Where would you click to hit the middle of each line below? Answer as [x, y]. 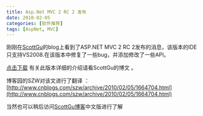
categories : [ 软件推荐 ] [34, 23]
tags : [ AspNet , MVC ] [33, 29]
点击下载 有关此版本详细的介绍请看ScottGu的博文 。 [72, 68]
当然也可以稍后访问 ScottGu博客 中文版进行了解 [65, 107]
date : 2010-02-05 [28, 18]
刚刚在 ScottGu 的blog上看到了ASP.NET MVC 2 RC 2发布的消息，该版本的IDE [101, 47]
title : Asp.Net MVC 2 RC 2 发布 [46, 12]
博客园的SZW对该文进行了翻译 [45, 81]
